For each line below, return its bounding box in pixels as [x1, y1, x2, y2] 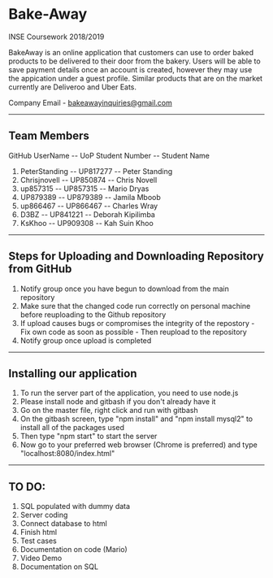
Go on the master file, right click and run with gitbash [19, 406, 198, 415]
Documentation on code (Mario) [19, 545, 128, 554]
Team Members [8, 129, 89, 143]
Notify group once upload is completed [19, 335, 152, 345]
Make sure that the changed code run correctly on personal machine [19, 301, 251, 311]
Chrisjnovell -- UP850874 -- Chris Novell [19, 175, 158, 185]
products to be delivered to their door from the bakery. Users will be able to [8, 56, 262, 66]
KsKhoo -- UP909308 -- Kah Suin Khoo [19, 218, 154, 228]
